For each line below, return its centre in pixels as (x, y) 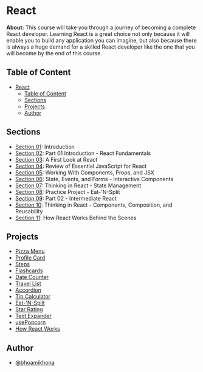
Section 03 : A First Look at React (56, 159)
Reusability (29, 211)
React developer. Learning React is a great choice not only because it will (98, 33)
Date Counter (32, 277)
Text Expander (33, 316)
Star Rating (29, 309)
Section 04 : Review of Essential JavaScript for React (81, 166)
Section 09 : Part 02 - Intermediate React (66, 198)
